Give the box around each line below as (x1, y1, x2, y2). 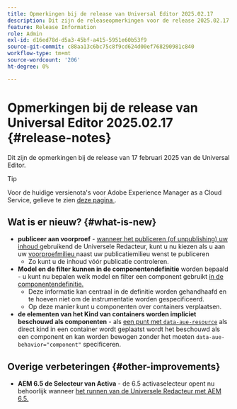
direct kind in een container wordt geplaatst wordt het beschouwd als (17, 325, 221, 333)
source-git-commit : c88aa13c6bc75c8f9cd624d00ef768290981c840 (7, 43, 195, 50)
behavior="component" (17, 341, 81, 349)
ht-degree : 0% (7, 63, 50, 70)
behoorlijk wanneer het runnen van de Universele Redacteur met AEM (17, 387, 221, 396)
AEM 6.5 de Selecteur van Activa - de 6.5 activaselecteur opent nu (17, 379, 215, 388)
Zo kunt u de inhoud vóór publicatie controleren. (28, 258, 170, 266)
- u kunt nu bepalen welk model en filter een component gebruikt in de (17, 272, 224, 281)
